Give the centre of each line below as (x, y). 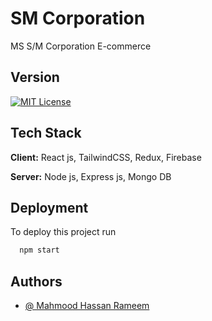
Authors (36, 281)
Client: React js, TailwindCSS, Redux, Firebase (106, 157)
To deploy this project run (63, 232)
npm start (39, 250)
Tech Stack (46, 133)
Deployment (49, 207)
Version (35, 77)
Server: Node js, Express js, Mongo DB (91, 176)
